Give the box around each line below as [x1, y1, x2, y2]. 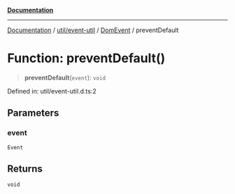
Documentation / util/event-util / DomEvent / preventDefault [7, 26, 179, 34]
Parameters [7, 107, 59, 119]
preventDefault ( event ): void [24, 73, 106, 82]
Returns [7, 163, 43, 175]
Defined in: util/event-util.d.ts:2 [7, 87, 97, 95]
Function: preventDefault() [7, 50, 166, 66]
